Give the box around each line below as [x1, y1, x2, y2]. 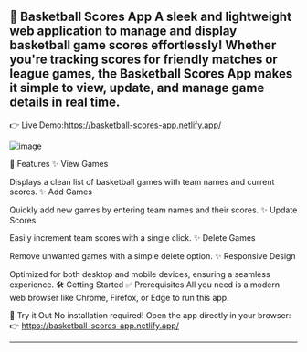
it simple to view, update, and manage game [9, 80, 265, 96]
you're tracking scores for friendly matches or [9, 52, 279, 67]
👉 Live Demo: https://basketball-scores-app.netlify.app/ [9, 119, 222, 130]
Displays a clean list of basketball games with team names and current [9, 176, 275, 187]
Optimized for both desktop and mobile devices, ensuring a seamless [9, 268, 271, 279]
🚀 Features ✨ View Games [9, 158, 109, 169]
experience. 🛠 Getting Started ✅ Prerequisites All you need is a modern [9, 279, 281, 290]
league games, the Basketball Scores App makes [9, 66, 293, 82]
